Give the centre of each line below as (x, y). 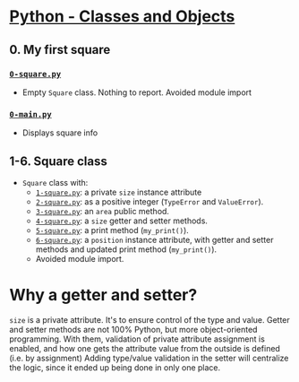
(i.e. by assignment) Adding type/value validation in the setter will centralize (149, 358)
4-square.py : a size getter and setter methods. (122, 221)
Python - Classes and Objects (122, 17)
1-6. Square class (58, 161)
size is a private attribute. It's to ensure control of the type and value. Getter (150, 319)
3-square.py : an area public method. (103, 211)
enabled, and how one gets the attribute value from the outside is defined (145, 348)
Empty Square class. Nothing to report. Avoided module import (137, 92)
